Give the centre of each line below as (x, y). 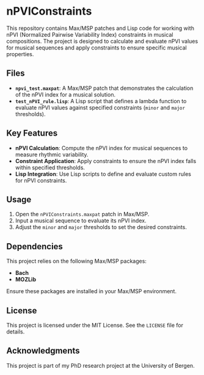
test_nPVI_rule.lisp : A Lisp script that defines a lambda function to (101, 101)
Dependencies (35, 246)
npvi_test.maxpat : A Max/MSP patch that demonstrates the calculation (104, 88)
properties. (20, 54)
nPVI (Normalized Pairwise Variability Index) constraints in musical (90, 34)
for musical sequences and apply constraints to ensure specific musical (97, 48)
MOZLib (26, 280)
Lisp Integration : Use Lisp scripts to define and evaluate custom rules (103, 174)
